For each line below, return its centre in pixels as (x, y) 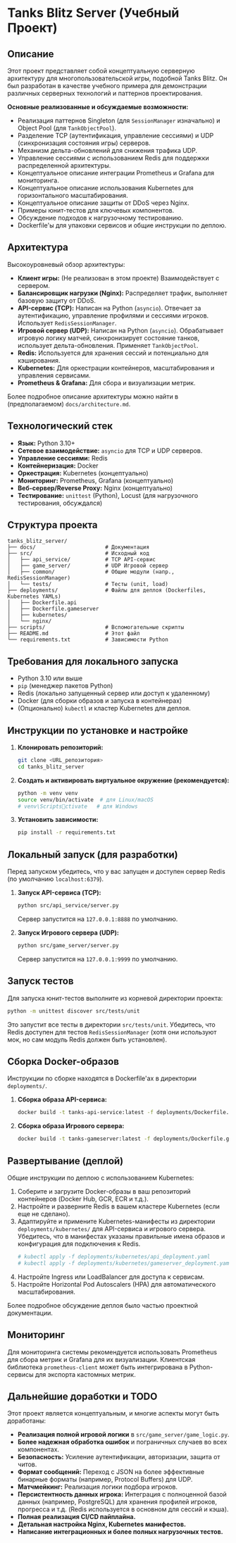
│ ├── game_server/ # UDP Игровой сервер (88, 566)
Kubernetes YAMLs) (34, 596)
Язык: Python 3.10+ (46, 443)
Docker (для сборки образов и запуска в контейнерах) (100, 701)
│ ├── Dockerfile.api (42, 603)
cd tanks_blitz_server (51, 767)
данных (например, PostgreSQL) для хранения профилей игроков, (117, 1502)
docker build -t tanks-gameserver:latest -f (84, 1139)
